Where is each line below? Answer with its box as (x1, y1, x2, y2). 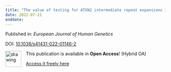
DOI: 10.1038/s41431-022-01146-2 (5, 41, 76, 47)
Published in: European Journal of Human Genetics (5, 31, 113, 37)
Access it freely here (25, 61, 70, 67)
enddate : (5, 17, 24, 22)
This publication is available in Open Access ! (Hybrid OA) (25, 51, 147, 57)
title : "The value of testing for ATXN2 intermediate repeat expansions (5, 7, 163, 13)
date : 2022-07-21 (5, 12, 42, 17)
